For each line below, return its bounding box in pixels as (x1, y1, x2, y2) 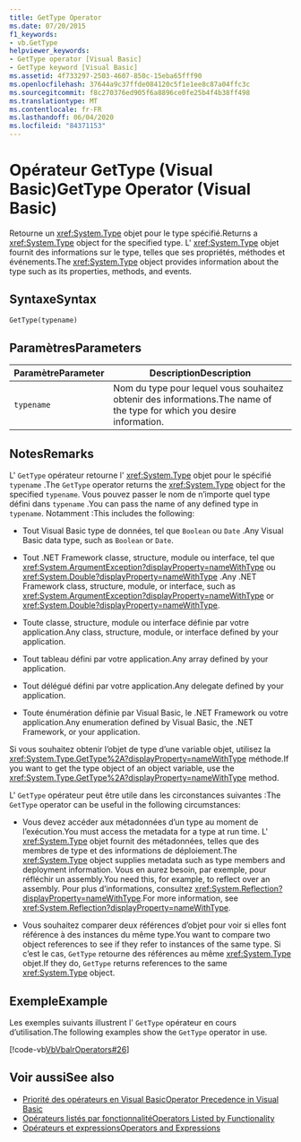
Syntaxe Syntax (9, 292, 97, 307)
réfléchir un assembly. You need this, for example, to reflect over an (21, 874, 271, 885)
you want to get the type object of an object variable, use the (9, 763, 235, 774)
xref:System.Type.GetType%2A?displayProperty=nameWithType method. (9, 773, 279, 783)
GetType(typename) (9, 316, 78, 324)
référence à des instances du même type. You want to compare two (21, 930, 271, 940)
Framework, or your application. (21, 727, 141, 738)
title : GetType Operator (9, 13, 102, 22)
